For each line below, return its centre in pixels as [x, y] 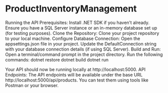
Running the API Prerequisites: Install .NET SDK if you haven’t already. [77, 22]
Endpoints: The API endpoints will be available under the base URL [74, 74]
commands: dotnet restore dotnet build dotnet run [57, 59]
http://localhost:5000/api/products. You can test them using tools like [77, 80]
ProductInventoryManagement [71, 9]
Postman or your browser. [32, 85]
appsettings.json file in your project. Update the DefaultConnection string [81, 43]
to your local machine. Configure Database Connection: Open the [73, 38]
